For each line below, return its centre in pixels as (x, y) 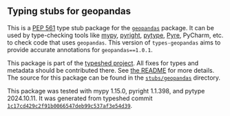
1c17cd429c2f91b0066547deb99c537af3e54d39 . (70, 105)
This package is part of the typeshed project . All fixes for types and (103, 63)
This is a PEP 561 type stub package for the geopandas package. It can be (111, 27)
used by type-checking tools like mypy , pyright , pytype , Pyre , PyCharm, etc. (115, 35)
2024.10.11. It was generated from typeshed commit (80, 98)
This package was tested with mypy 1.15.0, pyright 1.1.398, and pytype (106, 91)
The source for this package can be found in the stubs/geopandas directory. (114, 78)
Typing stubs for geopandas (69, 11)
